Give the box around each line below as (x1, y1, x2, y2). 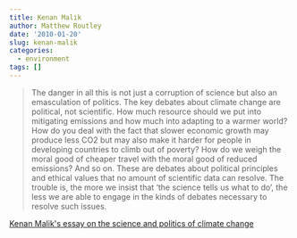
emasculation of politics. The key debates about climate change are (30, 96, 282, 107)
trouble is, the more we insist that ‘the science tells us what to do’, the (30, 182, 288, 193)
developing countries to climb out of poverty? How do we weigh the (30, 144, 282, 154)
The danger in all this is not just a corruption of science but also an (30, 86, 277, 98)
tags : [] (9, 63, 42, 72)
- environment (17, 54, 70, 63)
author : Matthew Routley (9, 21, 102, 30)
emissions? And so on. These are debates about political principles (30, 162, 279, 174)
